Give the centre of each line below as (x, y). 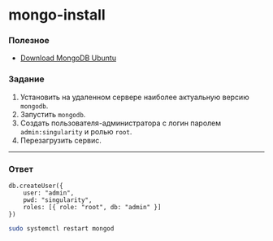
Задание (26, 79)
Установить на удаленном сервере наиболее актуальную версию (134, 97)
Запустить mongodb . (53, 114)
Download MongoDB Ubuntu (68, 58)
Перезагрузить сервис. (61, 140)
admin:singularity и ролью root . (76, 131)
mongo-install (57, 15)
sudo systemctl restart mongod (61, 229)
